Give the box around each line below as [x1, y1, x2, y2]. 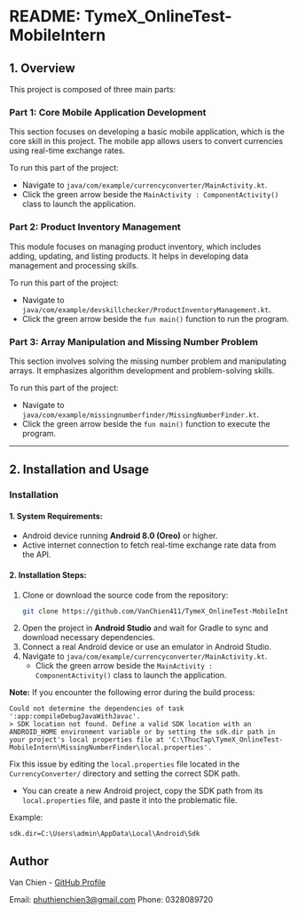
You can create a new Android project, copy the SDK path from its [21, 785, 263, 797]
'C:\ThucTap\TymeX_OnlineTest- [168, 735, 284, 744]
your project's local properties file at [9, 735, 165, 744]
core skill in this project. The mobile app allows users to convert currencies [9, 136, 284, 147]
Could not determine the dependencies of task [9, 704, 184, 713]
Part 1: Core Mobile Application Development [9, 106, 207, 118]
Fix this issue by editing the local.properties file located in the [9, 758, 240, 770]
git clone [21, 606, 59, 615]
